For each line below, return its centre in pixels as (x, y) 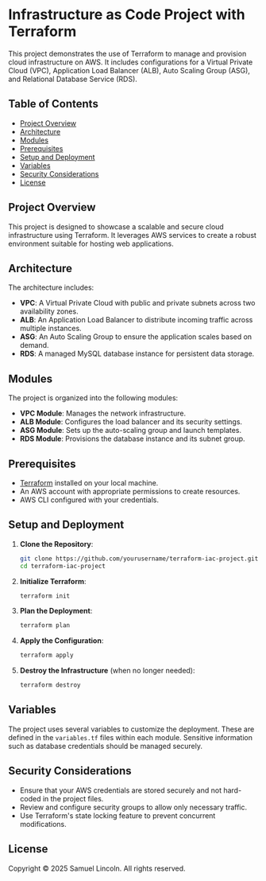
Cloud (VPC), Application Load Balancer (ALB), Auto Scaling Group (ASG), (129, 70)
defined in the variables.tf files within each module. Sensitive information (130, 737)
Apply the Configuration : (62, 641)
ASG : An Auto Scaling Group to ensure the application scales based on (136, 337)
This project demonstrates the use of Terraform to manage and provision (127, 53)
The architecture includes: (51, 287)
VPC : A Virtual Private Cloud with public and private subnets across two (137, 303)
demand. (34, 345)
